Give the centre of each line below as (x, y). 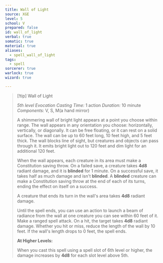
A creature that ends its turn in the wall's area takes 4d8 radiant (81, 196)
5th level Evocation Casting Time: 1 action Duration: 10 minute (79, 105)
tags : (10, 60)
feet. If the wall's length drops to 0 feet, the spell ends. (72, 231)
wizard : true (18, 78)
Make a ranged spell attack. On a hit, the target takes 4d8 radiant (82, 221)
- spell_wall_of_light (32, 55)
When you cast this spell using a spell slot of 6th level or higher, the (84, 250)
